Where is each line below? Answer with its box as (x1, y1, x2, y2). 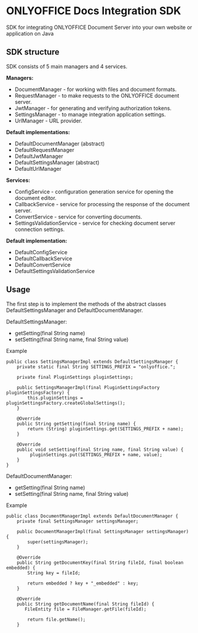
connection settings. (14, 226, 65, 233)
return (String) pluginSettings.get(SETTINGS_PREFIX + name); (27, 426, 184, 432)
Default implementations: (6, 128, 70, 135)
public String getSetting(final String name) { (17, 421, 136, 427)
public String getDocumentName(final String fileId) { (17, 601, 155, 607)
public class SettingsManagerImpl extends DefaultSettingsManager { (6, 359, 178, 365)
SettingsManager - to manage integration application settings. (14, 111, 166, 118)
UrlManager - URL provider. (14, 117, 83, 124)
